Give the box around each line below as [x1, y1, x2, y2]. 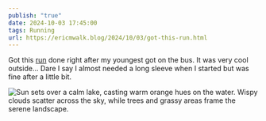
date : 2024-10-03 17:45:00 [8, 19, 98, 27]
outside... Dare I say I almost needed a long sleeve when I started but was [8, 64, 249, 74]
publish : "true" [8, 11, 62, 20]
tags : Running [8, 26, 56, 34]
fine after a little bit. [8, 72, 72, 81]
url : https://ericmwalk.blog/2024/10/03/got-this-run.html [8, 33, 208, 42]
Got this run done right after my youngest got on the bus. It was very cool [8, 55, 249, 65]
